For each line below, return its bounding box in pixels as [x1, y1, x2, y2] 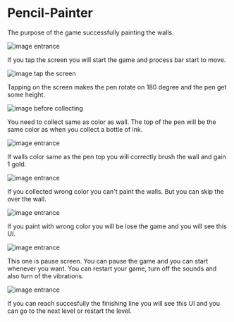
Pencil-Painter [7, 5, 93, 21]
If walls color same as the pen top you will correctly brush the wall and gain [7, 152, 226, 161]
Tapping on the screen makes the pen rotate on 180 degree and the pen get [7, 82, 227, 91]
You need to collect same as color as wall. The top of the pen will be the [7, 118, 216, 126]
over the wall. [7, 194, 47, 203]
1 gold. [7, 160, 27, 168]
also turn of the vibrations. [7, 271, 85, 280]
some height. [7, 90, 46, 99]
